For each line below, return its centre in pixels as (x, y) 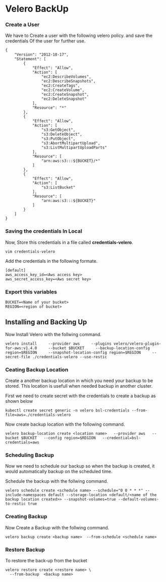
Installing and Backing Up (46, 322)
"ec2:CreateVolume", (63, 90)
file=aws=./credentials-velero (38, 415)
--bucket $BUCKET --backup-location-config (99, 348)
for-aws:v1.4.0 (21, 348)
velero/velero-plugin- (137, 344)
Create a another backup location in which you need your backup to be (79, 381)
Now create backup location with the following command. (65, 424)
